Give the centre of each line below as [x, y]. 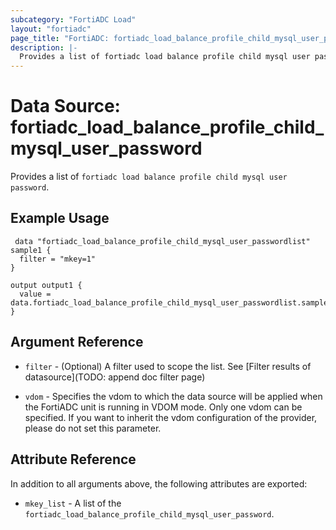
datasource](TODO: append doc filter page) [115, 377]
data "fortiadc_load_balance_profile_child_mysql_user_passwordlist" [162, 241]
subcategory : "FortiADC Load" [73, 19]
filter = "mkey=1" [58, 259]
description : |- [44, 47]
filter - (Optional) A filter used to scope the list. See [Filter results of [168, 366]
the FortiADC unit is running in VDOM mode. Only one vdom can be [163, 407]
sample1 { [31, 250]
